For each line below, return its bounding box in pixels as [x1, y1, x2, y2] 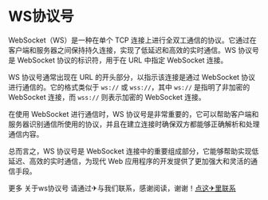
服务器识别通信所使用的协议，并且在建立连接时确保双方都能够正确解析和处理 [8, 119, 260, 129]
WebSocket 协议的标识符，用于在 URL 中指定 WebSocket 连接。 [17, 55, 228, 65]
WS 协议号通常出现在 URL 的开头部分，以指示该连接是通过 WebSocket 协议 [8, 72, 256, 82]
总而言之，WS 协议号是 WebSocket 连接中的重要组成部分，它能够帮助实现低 [8, 146, 259, 156]
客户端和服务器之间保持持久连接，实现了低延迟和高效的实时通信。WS [8, 45, 237, 54]
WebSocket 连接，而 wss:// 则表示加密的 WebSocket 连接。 [8, 92, 206, 102]
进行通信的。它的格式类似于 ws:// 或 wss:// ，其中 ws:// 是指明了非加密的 [8, 82, 250, 92]
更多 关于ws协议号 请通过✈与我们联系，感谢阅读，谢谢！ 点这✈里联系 [8, 183, 237, 193]
